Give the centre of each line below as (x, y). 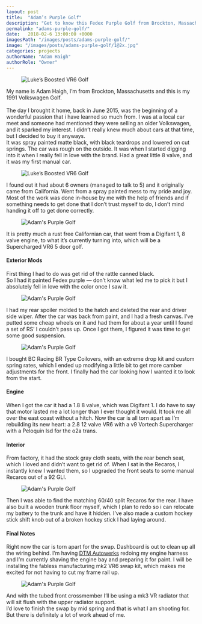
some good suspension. (36, 335)
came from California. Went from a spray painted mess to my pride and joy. (99, 191)
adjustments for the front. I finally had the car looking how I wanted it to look (101, 372)
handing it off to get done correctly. (50, 210)
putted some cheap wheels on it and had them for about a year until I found (100, 322)
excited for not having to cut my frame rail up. (63, 572)
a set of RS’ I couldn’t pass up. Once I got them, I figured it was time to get (98, 329)
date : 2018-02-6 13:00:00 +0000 (50, 34)
